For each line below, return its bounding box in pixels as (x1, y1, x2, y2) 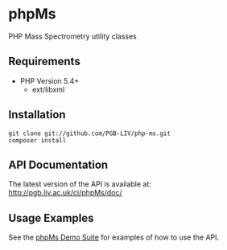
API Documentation (8, 158, 109, 171)
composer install (8, 136, 67, 145)
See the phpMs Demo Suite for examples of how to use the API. (8, 232, 220, 242)
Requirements (8, 55, 80, 68)
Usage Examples (8, 211, 94, 225)
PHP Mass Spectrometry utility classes (8, 31, 137, 41)
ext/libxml (31, 84, 65, 94)
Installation (8, 108, 66, 121)
